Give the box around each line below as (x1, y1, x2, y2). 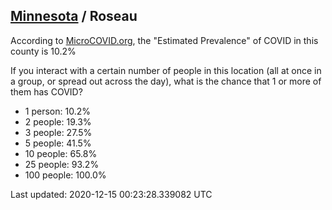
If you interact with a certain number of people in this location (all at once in (10, 64, 322, 76)
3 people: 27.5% (24, 126, 93, 138)
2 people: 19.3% (24, 115, 92, 128)
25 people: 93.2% (24, 158, 100, 170)
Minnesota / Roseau (10, 8, 138, 25)
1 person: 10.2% (24, 105, 91, 117)
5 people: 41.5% (24, 137, 92, 149)
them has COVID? (10, 85, 83, 98)
